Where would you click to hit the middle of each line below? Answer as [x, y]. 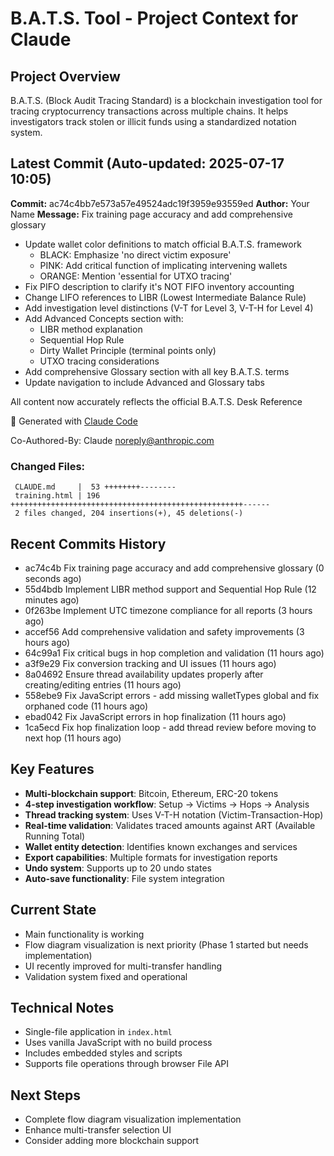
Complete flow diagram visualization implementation [133, 1119]
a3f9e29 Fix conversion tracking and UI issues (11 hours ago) [150, 663]
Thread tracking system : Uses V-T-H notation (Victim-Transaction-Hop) [174, 814]
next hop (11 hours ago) [73, 738]
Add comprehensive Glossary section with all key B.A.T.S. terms [157, 371]
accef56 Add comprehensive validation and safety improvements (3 [164, 631]
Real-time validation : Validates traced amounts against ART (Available [170, 825]
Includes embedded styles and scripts [103, 1053]
